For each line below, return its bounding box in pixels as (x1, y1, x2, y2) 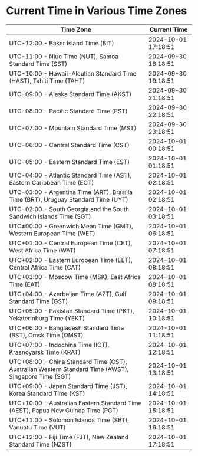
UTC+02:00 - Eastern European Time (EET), (9, 255, 133, 264)
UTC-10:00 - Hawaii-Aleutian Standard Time (9, 69, 137, 77)
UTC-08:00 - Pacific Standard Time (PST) (9, 107, 128, 115)
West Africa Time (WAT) (9, 246, 77, 254)
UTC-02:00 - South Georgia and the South (9, 205, 130, 213)
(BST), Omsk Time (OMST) (9, 331, 84, 339)
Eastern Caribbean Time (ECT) (9, 178, 94, 186)
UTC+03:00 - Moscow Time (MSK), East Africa (9, 273, 141, 281)
